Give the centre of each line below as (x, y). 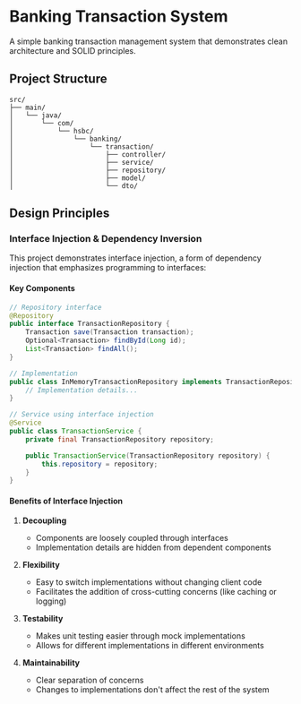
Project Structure (58, 79)
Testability (43, 619)
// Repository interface (56, 307)
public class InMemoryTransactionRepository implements (116, 382)
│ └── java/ (36, 115)
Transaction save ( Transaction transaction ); (110, 332)
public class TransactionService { (76, 432)
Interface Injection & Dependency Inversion (106, 239)
